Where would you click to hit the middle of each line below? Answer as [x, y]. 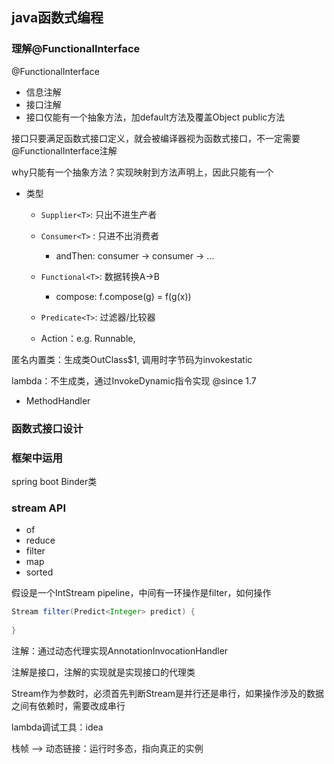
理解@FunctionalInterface [76, 49]
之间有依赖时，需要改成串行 [68, 705]
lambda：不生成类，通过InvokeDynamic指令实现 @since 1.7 [134, 380]
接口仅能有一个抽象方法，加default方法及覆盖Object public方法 [155, 117]
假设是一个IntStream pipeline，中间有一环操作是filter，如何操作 [141, 593]
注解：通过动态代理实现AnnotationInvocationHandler [120, 650]
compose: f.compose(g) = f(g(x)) [123, 296]
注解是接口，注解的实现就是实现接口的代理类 [103, 672]
